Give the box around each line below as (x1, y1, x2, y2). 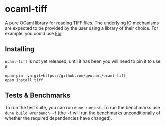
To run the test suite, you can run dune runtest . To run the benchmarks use (5, 104, 160, 110)
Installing (5, 45, 35, 53)
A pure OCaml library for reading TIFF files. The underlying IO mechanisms (5, 20, 159, 26)
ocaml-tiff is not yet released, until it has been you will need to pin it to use (5, 58, 161, 64)
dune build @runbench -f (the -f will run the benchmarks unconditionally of (5, 110, 161, 116)
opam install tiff (5, 77, 43, 83)
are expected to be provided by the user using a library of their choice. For (5, 25, 159, 31)
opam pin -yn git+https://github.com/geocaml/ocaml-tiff (5, 73, 126, 78)
